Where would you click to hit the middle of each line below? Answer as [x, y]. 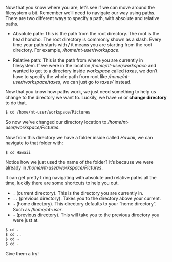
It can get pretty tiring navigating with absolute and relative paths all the [81, 177]
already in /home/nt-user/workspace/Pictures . [54, 167]
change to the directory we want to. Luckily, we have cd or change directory [86, 97]
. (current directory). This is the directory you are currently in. [78, 193]
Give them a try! [22, 254]
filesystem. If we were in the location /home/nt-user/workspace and [84, 65]
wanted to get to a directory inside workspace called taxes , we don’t [85, 71]
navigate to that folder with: [34, 143]
